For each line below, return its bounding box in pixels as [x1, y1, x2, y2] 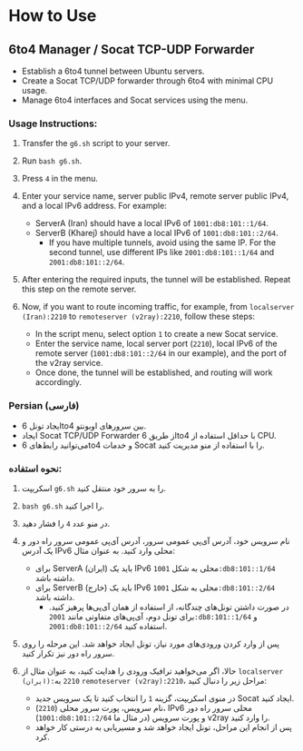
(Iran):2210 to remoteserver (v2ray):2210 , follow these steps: [21, 311, 256, 322]
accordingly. [34, 377, 83, 388]
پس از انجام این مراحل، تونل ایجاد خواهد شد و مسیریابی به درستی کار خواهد [34, 721, 292, 732]
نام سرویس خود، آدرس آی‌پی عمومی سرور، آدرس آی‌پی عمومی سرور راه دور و [21, 535, 290, 546]
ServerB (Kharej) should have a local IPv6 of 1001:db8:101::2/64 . [34, 228, 279, 239]
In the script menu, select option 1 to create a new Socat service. [34, 329, 279, 340]
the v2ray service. [34, 358, 103, 369]
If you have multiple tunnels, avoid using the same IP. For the [48, 237, 277, 248]
